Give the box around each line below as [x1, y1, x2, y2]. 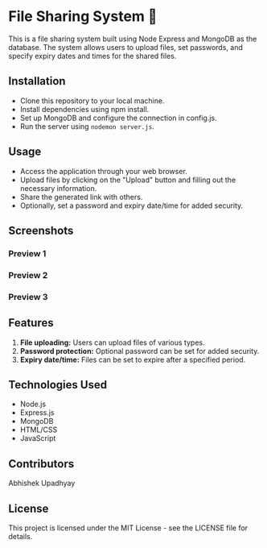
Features [8, 316, 54, 330]
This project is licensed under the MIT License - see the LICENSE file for [8, 523, 248, 533]
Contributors [8, 457, 75, 471]
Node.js [19, 399, 47, 409]
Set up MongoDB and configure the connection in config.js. [19, 113, 217, 122]
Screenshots [8, 223, 74, 237]
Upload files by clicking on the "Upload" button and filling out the [19, 175, 236, 185]
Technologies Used [8, 378, 107, 392]
